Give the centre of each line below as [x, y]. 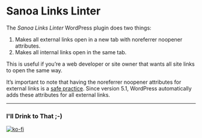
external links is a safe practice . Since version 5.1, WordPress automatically [99, 88]
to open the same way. [35, 70]
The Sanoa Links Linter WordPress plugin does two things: [79, 28]
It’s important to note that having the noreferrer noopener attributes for [94, 82]
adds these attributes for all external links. [58, 95]
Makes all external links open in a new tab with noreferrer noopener [99, 39]
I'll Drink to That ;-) [35, 116]
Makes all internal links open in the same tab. [71, 52]
